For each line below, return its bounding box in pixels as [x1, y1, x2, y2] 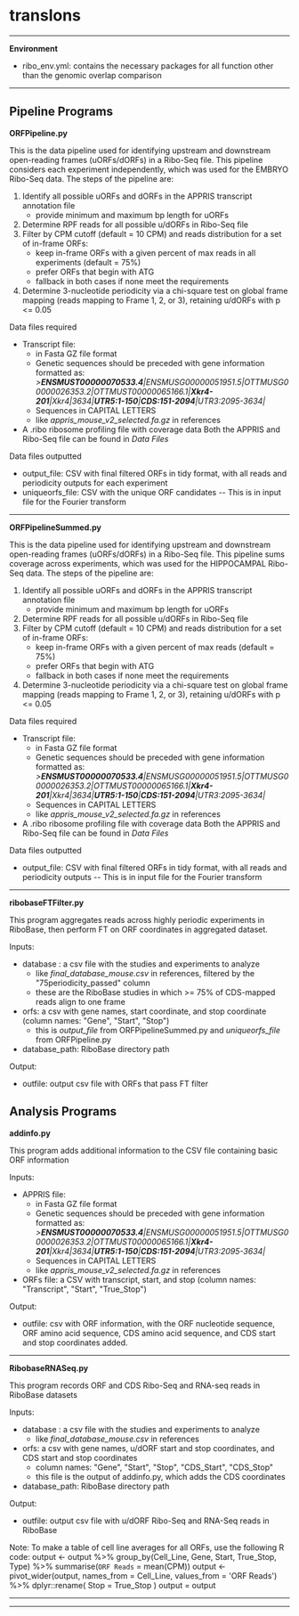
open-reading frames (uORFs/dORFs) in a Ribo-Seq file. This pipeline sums [9, 549, 285, 559]
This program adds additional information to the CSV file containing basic [9, 1145, 279, 1155]
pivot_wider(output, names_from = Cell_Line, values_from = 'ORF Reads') [9, 1570, 278, 1581]
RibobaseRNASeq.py [9, 1362, 89, 1373]
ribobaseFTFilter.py [9, 897, 85, 908]
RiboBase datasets [9, 1389, 78, 1400]
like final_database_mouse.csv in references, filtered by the [35, 967, 255, 978]
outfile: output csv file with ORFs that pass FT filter [21, 1078, 209, 1089]
